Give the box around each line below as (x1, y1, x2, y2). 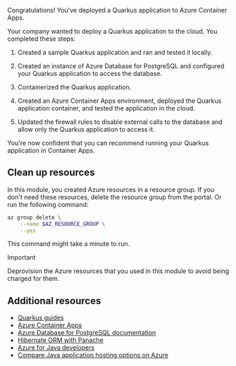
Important (7, 253, 36, 262)
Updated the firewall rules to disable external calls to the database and (17, 118, 223, 126)
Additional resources (7, 295, 101, 307)
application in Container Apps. (7, 146, 95, 154)
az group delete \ (7, 214, 61, 221)
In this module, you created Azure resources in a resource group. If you (7, 185, 215, 194)
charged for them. (7, 274, 60, 283)
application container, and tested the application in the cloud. (17, 104, 195, 112)
